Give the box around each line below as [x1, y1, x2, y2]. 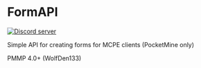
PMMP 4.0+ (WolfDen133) [7, 53, 82, 62]
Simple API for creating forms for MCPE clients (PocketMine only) [7, 40, 195, 49]
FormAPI [7, 4, 58, 20]
